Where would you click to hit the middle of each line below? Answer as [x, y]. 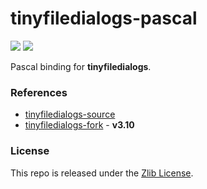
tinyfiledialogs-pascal [104, 18]
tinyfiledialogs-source [70, 114]
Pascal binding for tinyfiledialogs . [81, 66]
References [39, 92]
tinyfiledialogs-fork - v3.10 [79, 125]
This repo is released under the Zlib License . [102, 173]
